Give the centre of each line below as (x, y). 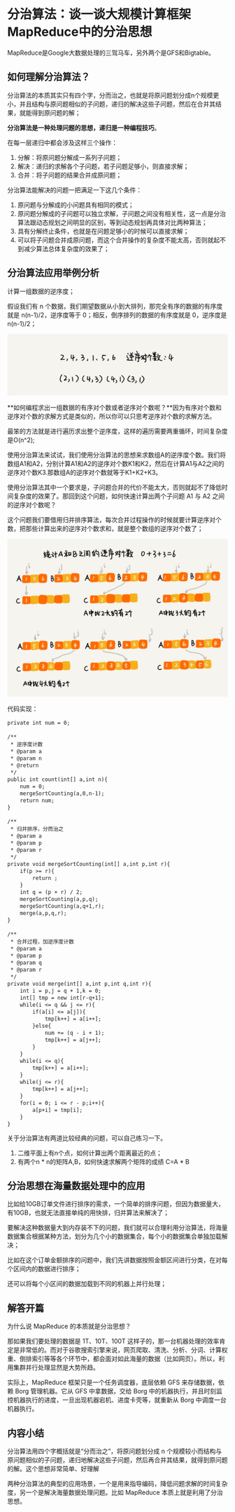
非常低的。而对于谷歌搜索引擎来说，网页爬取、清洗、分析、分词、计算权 (123, 1350)
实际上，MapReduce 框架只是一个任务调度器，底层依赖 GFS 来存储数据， (113, 1382)
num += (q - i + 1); (74, 1033)
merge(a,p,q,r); (44, 913)
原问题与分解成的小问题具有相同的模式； (76, 205)
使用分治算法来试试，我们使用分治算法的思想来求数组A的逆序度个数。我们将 (116, 455)
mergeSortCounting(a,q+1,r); (62, 906)
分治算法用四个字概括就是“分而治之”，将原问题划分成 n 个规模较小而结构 (112, 1451)
